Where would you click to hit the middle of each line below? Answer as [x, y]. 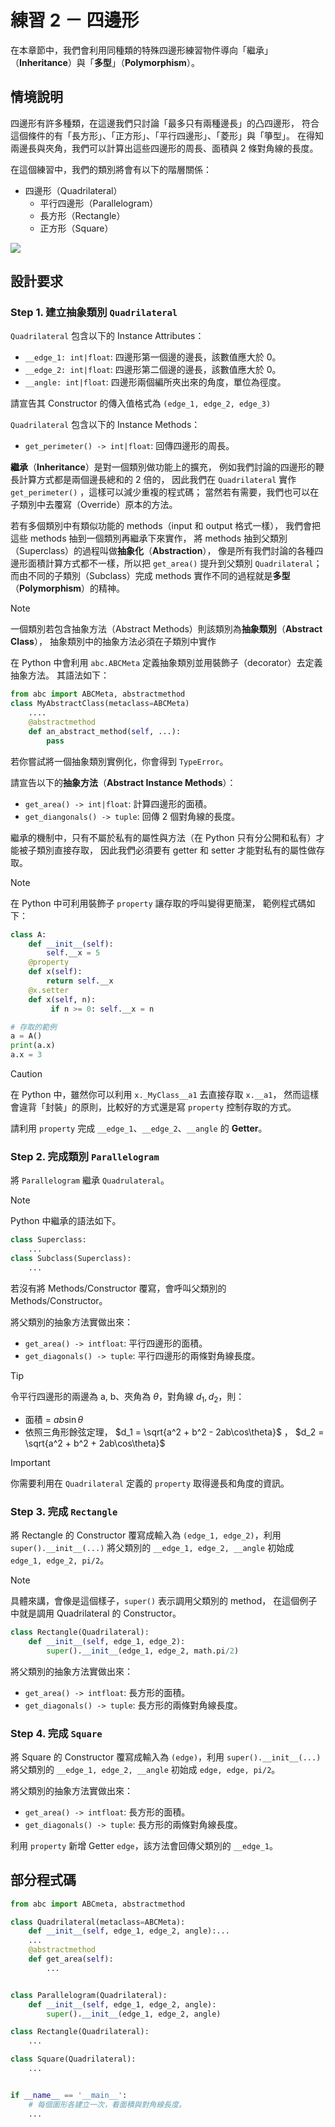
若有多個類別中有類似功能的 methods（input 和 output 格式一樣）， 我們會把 [166, 526]
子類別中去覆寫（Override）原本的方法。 [94, 505]
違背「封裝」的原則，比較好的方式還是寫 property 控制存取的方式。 [157, 1107]
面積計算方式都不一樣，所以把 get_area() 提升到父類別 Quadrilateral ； [175, 563]
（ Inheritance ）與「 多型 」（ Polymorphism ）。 [105, 62]
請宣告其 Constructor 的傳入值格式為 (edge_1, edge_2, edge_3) [141, 403]
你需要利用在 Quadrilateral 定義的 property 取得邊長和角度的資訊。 [150, 1483]
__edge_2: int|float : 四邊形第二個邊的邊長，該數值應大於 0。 [153, 370]
